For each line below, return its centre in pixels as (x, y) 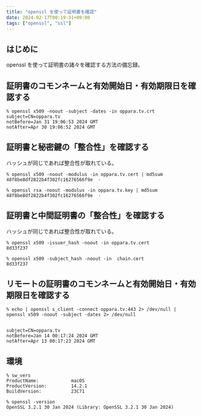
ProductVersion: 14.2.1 (47, 386)
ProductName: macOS (46, 381)
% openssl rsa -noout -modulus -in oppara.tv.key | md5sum (82, 190)
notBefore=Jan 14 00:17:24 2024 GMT (52, 336)
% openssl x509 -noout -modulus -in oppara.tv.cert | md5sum (85, 174)
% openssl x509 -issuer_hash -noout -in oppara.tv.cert (78, 242)
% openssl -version (31, 402)
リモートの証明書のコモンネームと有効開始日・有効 (101, 284)
